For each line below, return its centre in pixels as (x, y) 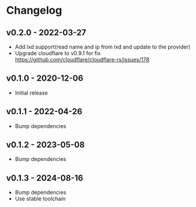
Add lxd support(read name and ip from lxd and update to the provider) (102, 47)
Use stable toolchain (40, 199)
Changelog (34, 10)
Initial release (31, 93)
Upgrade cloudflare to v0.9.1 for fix (58, 53)
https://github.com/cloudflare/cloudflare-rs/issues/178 (82, 60)
